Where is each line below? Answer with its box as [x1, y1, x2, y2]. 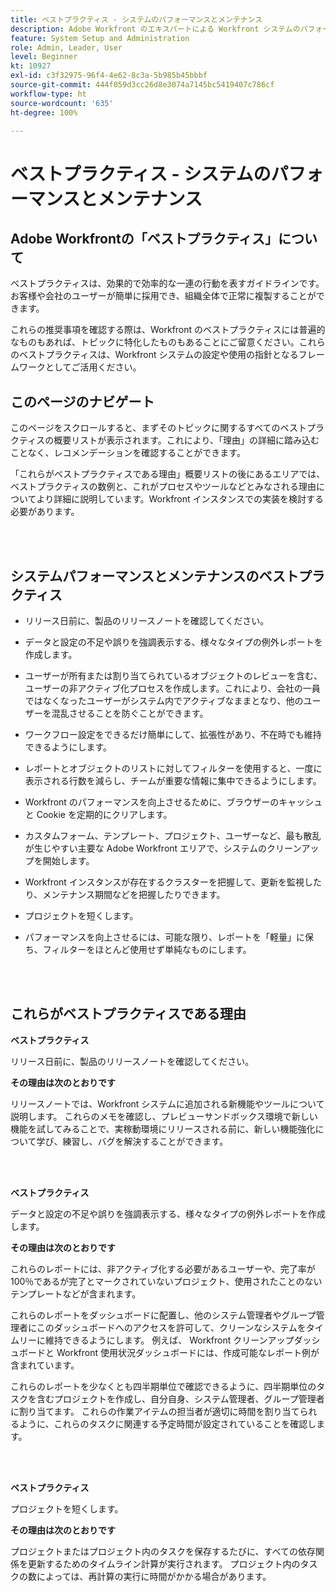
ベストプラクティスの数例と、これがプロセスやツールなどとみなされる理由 [10, 481, 317, 493]
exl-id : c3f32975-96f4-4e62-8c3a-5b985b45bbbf [10, 71, 208, 81]
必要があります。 [10, 506, 80, 518]
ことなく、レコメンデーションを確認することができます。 [10, 447, 246, 459]
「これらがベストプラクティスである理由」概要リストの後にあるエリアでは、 [10, 468, 326, 480]
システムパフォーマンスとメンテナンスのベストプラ [10, 567, 325, 585]
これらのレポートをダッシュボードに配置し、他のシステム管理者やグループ [10, 1309, 317, 1321]
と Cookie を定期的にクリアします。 [24, 809, 173, 820]
